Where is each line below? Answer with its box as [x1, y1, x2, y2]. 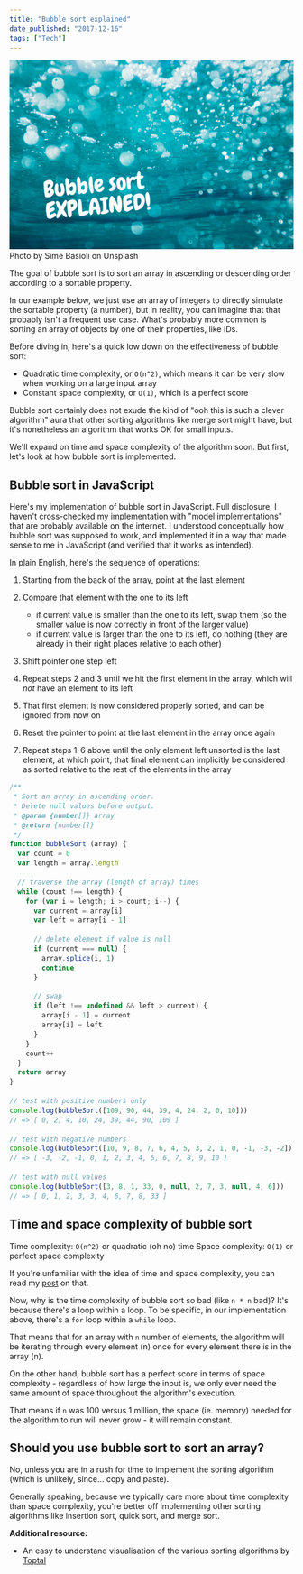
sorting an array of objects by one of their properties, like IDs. [9, 324, 239, 335]
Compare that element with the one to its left [22, 592, 188, 603]
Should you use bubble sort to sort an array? [9, 1440, 264, 1456]
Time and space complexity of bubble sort [9, 1217, 252, 1232]
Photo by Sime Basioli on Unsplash [9, 251, 139, 262]
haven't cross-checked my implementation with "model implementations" [9, 511, 282, 522]
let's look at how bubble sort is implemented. [9, 451, 177, 462]
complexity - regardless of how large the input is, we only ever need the [9, 1377, 277, 1388]
